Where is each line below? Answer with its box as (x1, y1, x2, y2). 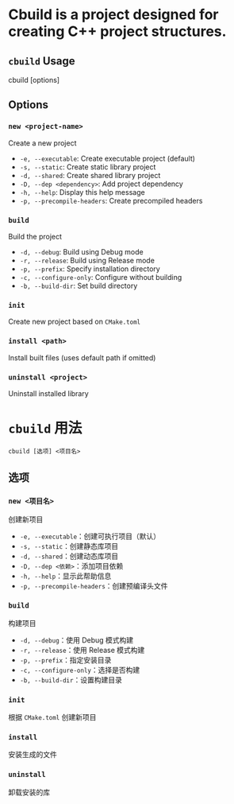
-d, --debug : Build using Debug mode (19, 247, 144, 256)
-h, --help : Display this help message (19, 187, 145, 196)
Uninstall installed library (8, 388, 89, 398)
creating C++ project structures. (8, 22, 227, 41)
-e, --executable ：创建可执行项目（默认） (19, 531, 161, 541)
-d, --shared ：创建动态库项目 (19, 551, 119, 561)
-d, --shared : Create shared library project (19, 170, 161, 180)
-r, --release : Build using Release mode (19, 255, 155, 265)
